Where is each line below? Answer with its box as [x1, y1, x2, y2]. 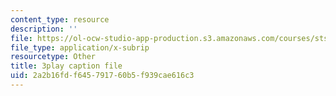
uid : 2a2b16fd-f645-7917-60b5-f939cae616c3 [10, 71, 195, 81]
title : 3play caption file [10, 61, 123, 71]
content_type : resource [10, 14, 110, 25]
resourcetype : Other [10, 52, 97, 62]
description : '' [10, 24, 78, 34]
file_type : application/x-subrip [10, 42, 150, 53]
